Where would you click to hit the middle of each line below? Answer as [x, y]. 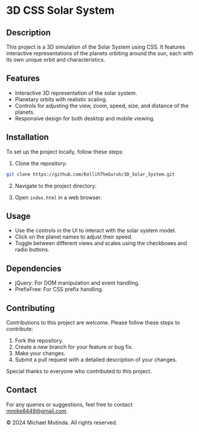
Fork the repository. [39, 340]
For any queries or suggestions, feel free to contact [69, 404]
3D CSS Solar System [60, 10]
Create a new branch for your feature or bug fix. [74, 347]
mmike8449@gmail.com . [37, 410]
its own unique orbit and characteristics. [56, 60]
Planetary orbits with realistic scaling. [61, 99]
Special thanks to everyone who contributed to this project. [79, 371]
